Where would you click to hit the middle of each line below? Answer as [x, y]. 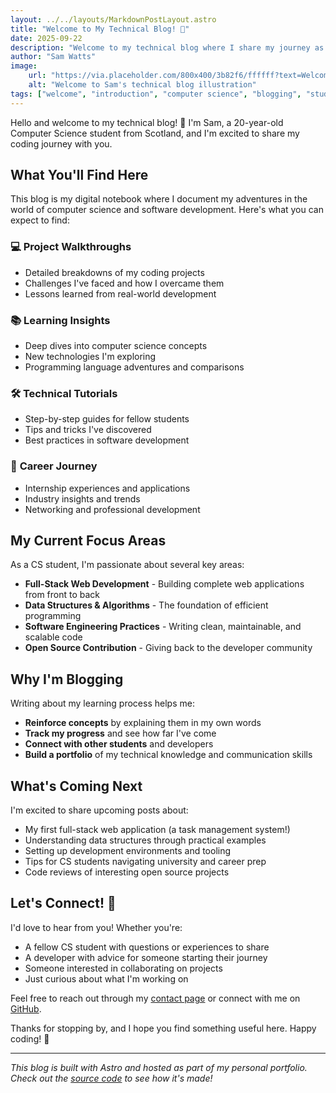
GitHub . [26, 1008]
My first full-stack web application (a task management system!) [157, 830]
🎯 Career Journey [54, 466]
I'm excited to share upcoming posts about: [99, 810]
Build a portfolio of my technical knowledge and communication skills [168, 755]
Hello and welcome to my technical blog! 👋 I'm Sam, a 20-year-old [147, 122]
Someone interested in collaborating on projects [123, 968]
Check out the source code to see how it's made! [111, 1078]
